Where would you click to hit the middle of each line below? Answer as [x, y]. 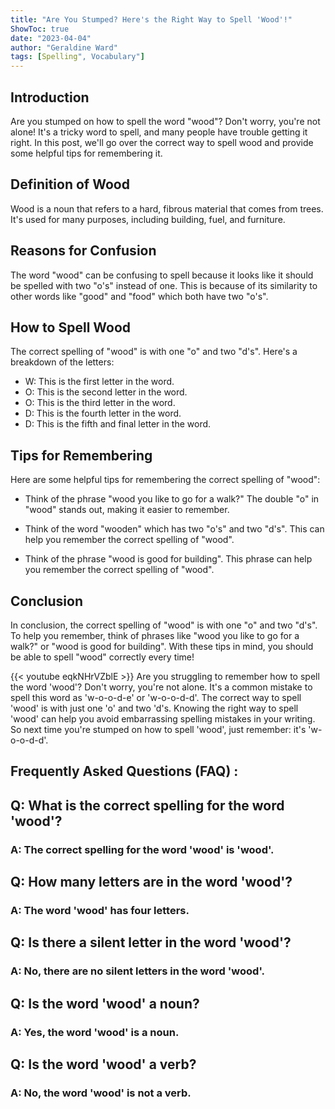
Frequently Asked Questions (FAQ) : [124, 771]
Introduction [50, 97]
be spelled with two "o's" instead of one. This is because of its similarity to [164, 285]
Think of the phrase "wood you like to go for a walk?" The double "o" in [172, 499]
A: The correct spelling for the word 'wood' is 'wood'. [142, 849]
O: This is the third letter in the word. [100, 403]
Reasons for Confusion [83, 251]
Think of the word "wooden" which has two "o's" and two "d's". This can [174, 529]
